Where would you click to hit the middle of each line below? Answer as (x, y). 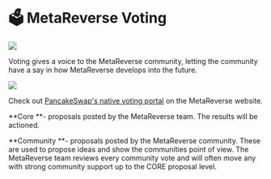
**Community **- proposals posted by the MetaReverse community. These (135, 140)
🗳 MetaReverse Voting (88, 18)
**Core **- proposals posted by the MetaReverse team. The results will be (133, 116)
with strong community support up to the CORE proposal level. (112, 166)
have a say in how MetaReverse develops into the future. (103, 70)
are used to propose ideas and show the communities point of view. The (129, 149)
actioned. (24, 125)
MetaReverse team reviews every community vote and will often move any (132, 158)
